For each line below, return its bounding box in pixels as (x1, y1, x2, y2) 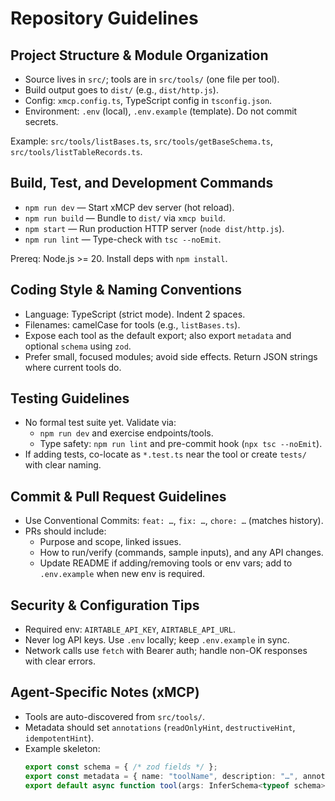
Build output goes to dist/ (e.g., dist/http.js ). (24, 84, 219, 96)
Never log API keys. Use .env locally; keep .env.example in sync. (24, 634, 290, 646)
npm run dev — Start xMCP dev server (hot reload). (24, 201, 235, 213)
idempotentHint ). (24, 732, 95, 744)
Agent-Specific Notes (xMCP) (10, 684, 200, 701)
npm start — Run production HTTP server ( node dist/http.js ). (24, 222, 285, 234)
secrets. (24, 116, 59, 127)
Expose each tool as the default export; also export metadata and (24, 329, 292, 341)
